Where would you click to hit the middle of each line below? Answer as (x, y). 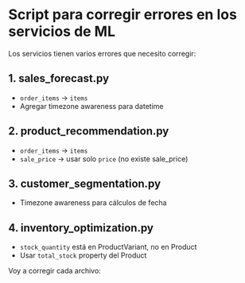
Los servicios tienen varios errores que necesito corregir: (102, 53)
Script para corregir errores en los (122, 15)
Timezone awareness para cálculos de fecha (93, 203)
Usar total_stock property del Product (83, 255)
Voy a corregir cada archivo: (54, 271)
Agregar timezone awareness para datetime (91, 106)
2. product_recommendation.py (89, 132)
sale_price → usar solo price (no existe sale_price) (104, 159)
